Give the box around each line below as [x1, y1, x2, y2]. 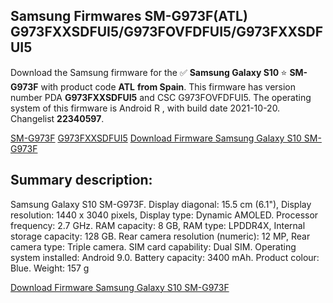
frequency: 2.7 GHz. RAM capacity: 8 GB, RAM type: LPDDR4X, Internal [10, 219, 306, 231]
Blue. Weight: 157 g [10, 262, 90, 274]
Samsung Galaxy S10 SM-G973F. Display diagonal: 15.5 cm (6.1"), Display [10, 198, 312, 210]
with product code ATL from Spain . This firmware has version [40, 80, 297, 93]
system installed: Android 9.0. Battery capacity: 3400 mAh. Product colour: [10, 251, 320, 263]
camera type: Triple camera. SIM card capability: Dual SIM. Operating [10, 240, 297, 253]
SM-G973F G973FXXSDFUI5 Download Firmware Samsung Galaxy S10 [10, 132, 302, 144]
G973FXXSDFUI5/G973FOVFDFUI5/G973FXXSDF [10, 24, 323, 41]
